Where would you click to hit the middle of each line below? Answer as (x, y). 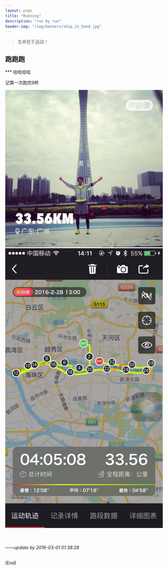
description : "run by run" (33, 21)
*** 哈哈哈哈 (18, 72)
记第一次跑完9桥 (22, 83)
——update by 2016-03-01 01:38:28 (42, 548)
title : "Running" (23, 16)
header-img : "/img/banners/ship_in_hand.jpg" (53, 26)
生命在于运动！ (33, 42)
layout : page (19, 10)
